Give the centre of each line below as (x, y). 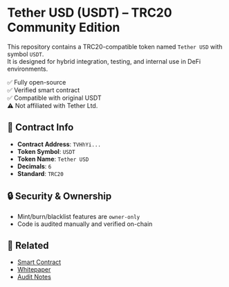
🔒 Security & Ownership (59, 197)
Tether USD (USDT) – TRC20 (90, 13)
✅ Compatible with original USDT (54, 98)
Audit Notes (34, 277)
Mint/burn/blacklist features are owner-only (79, 216)
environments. (28, 69)
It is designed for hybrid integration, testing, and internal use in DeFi (104, 61)
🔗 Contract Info (40, 127)
